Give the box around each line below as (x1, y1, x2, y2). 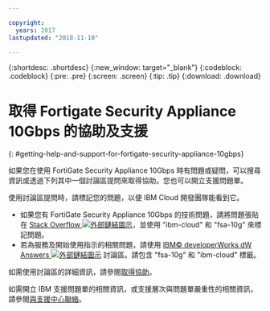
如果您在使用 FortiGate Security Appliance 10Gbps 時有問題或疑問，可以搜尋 (8, 166, 261, 175)
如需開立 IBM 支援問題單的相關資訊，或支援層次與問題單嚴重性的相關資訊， (8, 284, 258, 294)
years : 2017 (15, 26, 56, 35)
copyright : (8, 18, 45, 27)
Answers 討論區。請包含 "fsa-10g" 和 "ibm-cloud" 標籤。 (19, 250, 261, 260)
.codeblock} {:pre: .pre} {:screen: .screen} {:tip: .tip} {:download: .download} (8, 72, 261, 81)
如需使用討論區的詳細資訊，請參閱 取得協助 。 (8, 267, 157, 277)
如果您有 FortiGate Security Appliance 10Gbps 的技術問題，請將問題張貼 (19, 210, 260, 219)
